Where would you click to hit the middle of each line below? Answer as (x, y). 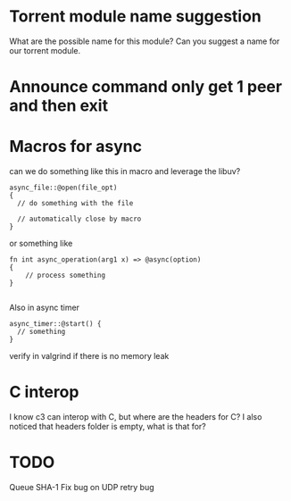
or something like (41, 244)
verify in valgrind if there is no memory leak (89, 356)
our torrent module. (45, 50)
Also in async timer (45, 308)
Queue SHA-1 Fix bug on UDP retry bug (82, 487)
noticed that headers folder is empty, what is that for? (108, 426)
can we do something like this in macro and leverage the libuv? (125, 171)
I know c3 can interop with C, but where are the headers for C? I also (136, 417)
